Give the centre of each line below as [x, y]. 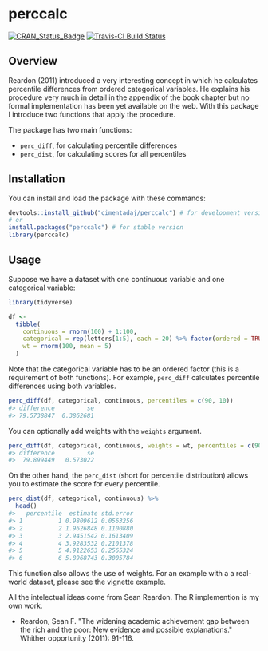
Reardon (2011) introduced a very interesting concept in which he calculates [133, 80]
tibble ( [28, 324]
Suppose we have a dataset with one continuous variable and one [116, 279]
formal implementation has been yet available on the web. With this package [134, 105]
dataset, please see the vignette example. [97, 582]
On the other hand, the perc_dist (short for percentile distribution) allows [128, 475]
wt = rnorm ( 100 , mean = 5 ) [67, 347]
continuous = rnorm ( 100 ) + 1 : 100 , [80, 331]
